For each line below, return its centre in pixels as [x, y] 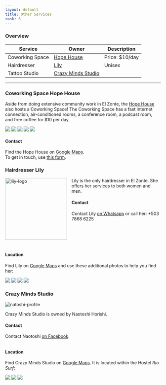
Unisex [112, 65]
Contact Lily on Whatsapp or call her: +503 [115, 213]
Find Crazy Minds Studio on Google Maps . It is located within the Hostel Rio [82, 363]
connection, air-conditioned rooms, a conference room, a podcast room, [79, 114]
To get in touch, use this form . [36, 157]
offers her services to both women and [111, 186]
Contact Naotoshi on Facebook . [38, 336]
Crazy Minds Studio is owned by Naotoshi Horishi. [56, 314]
